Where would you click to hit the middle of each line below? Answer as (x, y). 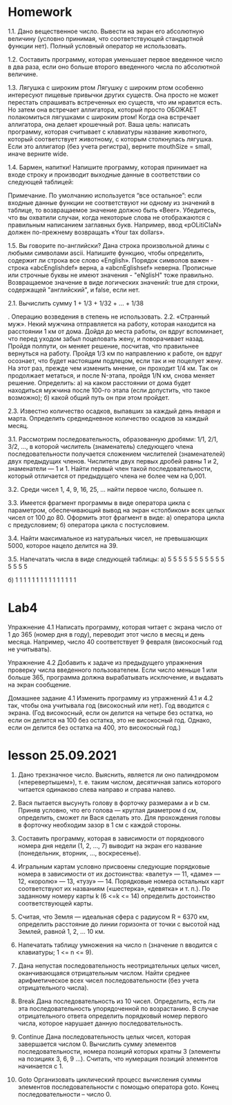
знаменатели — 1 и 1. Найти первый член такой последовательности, (110, 468)
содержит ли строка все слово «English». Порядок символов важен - (110, 260)
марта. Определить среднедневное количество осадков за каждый (108, 418)
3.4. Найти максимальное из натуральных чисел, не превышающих (108, 538)
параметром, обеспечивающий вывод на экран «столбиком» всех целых (116, 510)
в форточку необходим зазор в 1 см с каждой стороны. (99, 824)
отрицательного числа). (53, 987)
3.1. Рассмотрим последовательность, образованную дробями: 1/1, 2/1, (113, 439)
